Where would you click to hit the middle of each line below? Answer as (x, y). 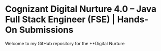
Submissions (46, 30)
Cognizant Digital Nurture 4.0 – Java (81, 9)
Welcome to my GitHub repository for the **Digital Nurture (65, 43)
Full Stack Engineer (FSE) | (60, 19)
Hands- (133, 19)
